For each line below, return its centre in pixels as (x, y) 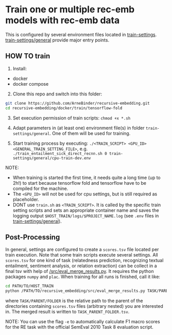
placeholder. (26, 199)
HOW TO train (28, 56)
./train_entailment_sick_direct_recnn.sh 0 (60, 153)
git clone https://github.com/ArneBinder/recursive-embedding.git (78, 103)
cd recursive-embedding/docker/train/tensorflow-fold (64, 108)
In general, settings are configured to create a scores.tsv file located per (82, 249)
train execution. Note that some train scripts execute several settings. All (82, 255)
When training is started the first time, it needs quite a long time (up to (87, 178)
